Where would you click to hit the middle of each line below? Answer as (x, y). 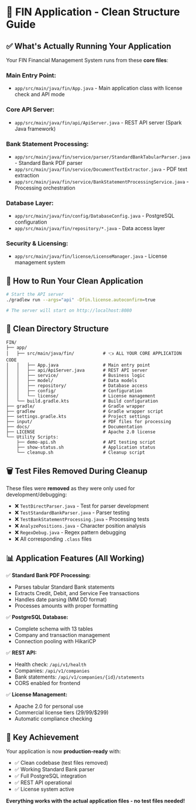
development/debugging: (37, 494)
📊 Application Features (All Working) (75, 558)
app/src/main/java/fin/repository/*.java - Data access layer (90, 228)
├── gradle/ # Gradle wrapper (75, 406)
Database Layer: (30, 203)
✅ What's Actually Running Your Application (89, 46)
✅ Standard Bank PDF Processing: (49, 575)
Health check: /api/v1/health (50, 664)
